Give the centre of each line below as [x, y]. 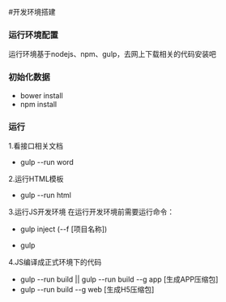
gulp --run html [45, 195]
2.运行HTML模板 [36, 179]
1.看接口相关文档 [36, 145]
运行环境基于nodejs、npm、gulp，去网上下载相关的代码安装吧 [113, 54]
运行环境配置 [34, 35]
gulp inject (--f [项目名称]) [64, 229]
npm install [38, 104]
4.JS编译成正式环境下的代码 [55, 261]
